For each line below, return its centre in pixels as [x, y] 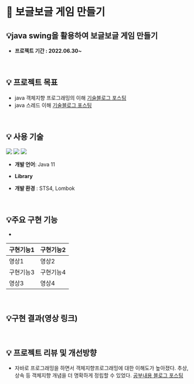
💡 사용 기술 [25, 137]
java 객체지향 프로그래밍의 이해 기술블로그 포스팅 [70, 98]
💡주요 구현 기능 [32, 220]
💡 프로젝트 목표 [32, 83]
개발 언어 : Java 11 [35, 164]
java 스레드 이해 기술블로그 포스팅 [53, 105]
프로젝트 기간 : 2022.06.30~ [48, 51]
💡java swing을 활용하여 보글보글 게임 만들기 [82, 36]
